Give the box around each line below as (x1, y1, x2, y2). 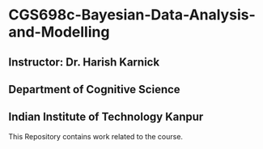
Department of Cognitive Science (8, 83, 180, 96)
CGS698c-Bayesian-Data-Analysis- (8, 6, 257, 24)
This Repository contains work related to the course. (8, 131, 184, 141)
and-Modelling (8, 23, 110, 41)
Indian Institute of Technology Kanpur (8, 110, 204, 124)
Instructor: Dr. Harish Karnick (8, 55, 160, 69)
